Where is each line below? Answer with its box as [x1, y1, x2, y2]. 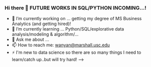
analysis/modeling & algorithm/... [11, 32, 78, 37]
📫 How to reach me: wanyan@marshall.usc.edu [11, 42, 110, 48]
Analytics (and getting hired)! [11, 21, 71, 27]
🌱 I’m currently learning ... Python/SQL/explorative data [11, 26, 124, 32]
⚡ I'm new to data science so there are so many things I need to [11, 49, 142, 56]
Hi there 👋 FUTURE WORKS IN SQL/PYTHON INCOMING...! [4, 4, 147, 11]
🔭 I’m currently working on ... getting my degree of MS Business [11, 16, 142, 22]
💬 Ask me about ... [11, 36, 49, 42]
